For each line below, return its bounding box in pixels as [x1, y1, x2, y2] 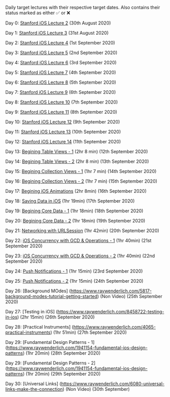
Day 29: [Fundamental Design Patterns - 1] [5, 339, 95, 345]
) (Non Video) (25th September [97, 293, 162, 299]
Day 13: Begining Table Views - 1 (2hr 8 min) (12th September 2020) [5, 148, 148, 155]
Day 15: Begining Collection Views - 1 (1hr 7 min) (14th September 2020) [5, 168, 157, 174]
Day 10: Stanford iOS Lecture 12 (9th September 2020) [5, 119, 120, 125]
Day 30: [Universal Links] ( [5, 381, 61, 387]
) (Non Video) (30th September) [62, 386, 130, 392]
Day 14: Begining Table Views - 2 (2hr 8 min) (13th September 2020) [5, 158, 149, 164]
